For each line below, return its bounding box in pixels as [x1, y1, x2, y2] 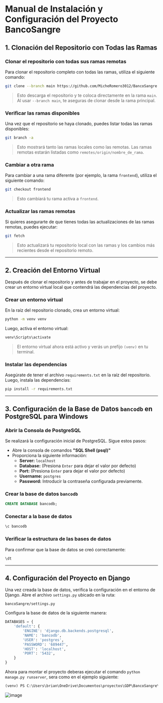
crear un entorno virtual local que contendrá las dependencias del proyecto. [5, 284, 157, 290]
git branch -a [5, 135, 34, 141]
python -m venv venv [5, 317, 47, 322]
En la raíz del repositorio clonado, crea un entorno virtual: [5, 307, 120, 313]
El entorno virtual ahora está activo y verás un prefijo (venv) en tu [16, 344, 148, 350]
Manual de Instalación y [5, 3, 103, 15]
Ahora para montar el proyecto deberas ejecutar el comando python [5, 669, 141, 675]
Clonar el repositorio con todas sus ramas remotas [5, 58, 127, 65]
